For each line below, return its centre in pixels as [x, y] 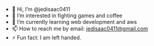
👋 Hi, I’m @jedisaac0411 [41, 9]
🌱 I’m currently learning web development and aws [74, 22]
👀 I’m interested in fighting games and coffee [67, 16]
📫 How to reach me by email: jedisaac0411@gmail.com [80, 29]
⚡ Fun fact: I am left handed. [47, 38]
